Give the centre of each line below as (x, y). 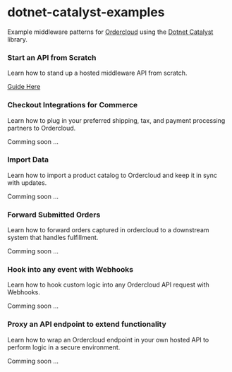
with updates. (27, 182)
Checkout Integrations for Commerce (73, 105)
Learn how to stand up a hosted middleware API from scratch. (97, 73)
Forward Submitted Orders (54, 215)
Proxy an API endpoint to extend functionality (87, 324)
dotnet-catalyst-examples (86, 12)
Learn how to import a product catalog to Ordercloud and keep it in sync (112, 175)
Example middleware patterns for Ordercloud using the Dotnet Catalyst (110, 32)
